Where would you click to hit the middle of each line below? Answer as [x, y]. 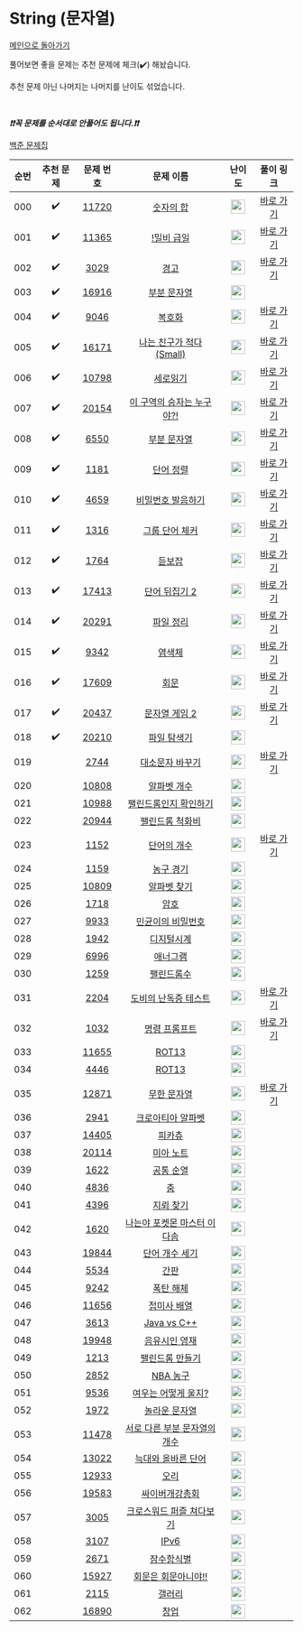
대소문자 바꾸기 [170, 762]
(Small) [171, 354]
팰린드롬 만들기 [170, 1358]
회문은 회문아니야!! [171, 1577]
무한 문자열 [170, 1094]
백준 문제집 [29, 144]
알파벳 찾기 [170, 887]
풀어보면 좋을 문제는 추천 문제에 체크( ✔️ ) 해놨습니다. [100, 64]
